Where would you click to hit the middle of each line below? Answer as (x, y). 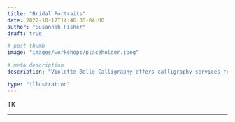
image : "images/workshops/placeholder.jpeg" (73, 53)
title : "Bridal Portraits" (47, 14)
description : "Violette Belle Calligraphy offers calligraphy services (114, 72)
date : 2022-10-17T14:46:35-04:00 (56, 20)
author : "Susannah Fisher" (47, 27)
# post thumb (26, 46)
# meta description (36, 65)
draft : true (24, 33)
